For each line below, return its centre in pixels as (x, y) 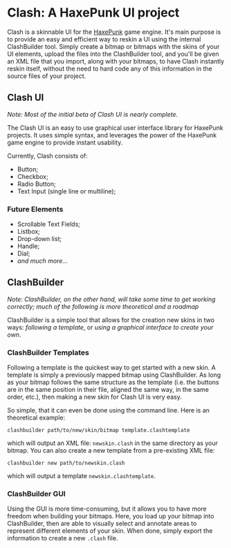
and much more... (42, 261)
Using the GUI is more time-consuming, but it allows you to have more (107, 509)
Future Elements (35, 209)
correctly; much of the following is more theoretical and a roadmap (103, 306)
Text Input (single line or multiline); (66, 191)
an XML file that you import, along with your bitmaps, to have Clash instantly (116, 61)
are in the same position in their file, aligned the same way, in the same (108, 390)
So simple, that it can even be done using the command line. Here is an (108, 410)
